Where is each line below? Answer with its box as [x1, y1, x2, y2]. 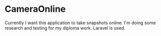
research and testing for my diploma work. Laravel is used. [4, 25, 125, 31]
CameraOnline [4, 3, 66, 15]
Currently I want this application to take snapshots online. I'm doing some [4, 20, 156, 26]
